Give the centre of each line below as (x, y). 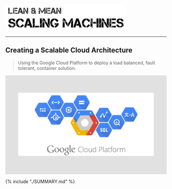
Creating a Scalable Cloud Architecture (69, 50)
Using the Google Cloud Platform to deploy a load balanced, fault (86, 63)
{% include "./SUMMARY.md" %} (40, 181)
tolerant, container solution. (47, 68)
